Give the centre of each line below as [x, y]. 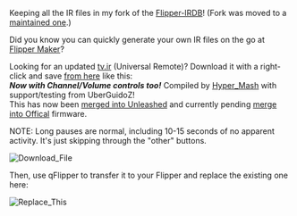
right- [271, 66]
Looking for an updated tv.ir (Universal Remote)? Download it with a [134, 66]
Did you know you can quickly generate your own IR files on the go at [137, 40]
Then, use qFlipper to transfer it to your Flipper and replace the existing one [149, 175]
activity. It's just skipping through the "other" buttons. [108, 141]
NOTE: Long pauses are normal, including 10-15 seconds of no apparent [142, 131]
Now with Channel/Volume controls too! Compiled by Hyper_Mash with [143, 85]
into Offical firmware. [48, 114]
